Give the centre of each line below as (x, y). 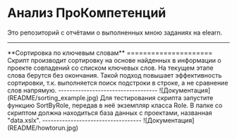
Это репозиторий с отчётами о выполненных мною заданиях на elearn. (115, 32)
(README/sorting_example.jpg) (53, 97)
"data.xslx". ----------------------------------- (75, 120)
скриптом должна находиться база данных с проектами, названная (110, 113)
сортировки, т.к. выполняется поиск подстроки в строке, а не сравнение (118, 83)
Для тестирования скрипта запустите (157, 97)
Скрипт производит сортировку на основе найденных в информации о (114, 60)
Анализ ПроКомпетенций (87, 13)
